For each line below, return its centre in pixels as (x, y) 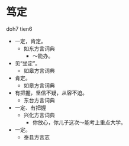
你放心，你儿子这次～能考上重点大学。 (79, 122)
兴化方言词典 (39, 115)
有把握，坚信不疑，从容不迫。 (51, 93)
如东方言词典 (39, 48)
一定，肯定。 (30, 41)
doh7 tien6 (19, 29)
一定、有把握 (30, 108)
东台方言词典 (39, 100)
